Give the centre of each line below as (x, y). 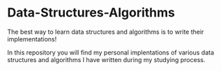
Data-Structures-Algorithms (91, 13)
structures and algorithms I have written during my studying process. (106, 59)
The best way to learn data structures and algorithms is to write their (106, 32)
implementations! (32, 39)
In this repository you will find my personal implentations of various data (111, 52)
